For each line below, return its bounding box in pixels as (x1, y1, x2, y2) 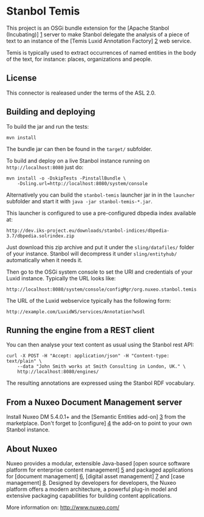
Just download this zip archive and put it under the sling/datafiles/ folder (6, 243, 194, 251)
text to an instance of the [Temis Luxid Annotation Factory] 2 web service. (6, 37, 192, 44)
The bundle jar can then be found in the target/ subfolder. (6, 145, 152, 152)
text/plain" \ (6, 358, 42, 365)
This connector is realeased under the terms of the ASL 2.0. (6, 89, 156, 96)
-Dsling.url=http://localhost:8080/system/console (17, 180, 148, 186)
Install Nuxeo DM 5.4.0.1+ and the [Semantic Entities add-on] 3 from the (6, 413, 186, 421)
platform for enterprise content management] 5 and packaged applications (6, 466, 194, 473)
